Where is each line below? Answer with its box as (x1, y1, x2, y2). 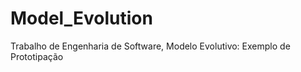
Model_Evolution (10, 7, 153, 30)
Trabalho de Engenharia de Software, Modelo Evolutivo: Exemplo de (10, 40, 291, 52)
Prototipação (10, 50, 64, 62)
